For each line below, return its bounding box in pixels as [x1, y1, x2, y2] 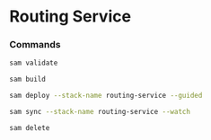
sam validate [9, 58, 58, 68]
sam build [9, 74, 47, 84]
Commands [9, 39, 61, 51]
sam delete [9, 123, 50, 132]
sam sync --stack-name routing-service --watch [9, 108, 191, 117]
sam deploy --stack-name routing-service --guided [9, 92, 203, 101]
